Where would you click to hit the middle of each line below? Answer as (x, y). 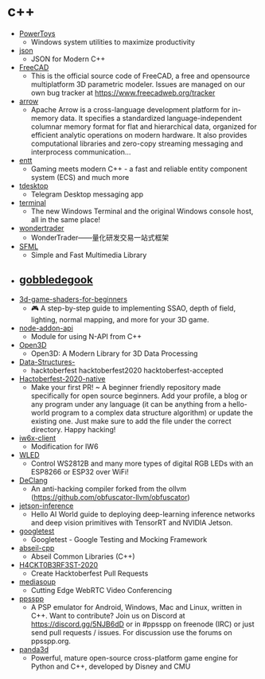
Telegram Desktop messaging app (87, 194)
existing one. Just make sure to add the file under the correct (131, 421)
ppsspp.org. (51, 641)
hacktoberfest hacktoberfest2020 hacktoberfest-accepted (127, 370)
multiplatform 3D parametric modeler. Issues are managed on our (138, 84)
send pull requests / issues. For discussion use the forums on (131, 632)
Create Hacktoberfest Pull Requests (90, 573)
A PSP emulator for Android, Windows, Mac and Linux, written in (136, 607)
